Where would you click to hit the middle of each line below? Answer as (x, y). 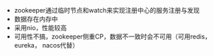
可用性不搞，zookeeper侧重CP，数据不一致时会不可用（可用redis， (112, 36)
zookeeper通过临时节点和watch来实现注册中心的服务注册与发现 (107, 10)
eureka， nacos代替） (46, 45)
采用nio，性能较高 (40, 28)
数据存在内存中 (36, 19)
